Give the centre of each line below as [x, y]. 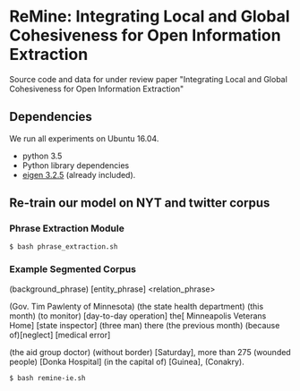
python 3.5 [42, 156]
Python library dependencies [76, 165]
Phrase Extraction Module [67, 228]
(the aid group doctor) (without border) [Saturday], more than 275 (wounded [150, 352]
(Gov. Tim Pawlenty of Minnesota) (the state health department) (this [137, 306]
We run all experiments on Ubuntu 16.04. [84, 138]
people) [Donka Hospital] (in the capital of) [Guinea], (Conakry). [127, 361]
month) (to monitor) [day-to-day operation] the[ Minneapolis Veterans [138, 316]
